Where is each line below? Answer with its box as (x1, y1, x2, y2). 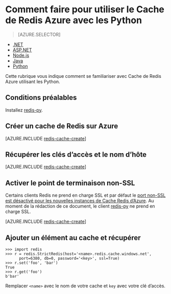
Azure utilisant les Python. (5, 78, 60, 85)
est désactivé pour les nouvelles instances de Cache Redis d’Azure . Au (5, 198, 154, 204)
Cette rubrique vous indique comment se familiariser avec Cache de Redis (5, 73, 162, 79)
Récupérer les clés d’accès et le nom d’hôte (5, 150, 147, 159)
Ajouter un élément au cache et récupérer (5, 233, 141, 242)
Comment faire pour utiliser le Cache (5, 4, 165, 15)
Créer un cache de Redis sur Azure (5, 122, 118, 131)
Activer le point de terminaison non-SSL (5, 178, 135, 187)
